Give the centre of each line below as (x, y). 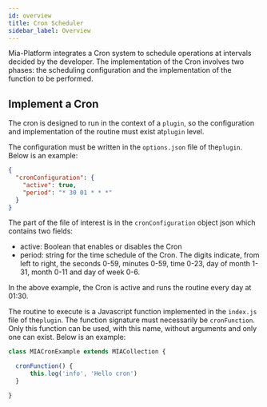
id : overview (30, 16)
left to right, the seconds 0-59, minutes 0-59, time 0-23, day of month (135, 264)
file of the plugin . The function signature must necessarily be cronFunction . (132, 320)
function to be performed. (51, 79)
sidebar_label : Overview (50, 30)
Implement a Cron (54, 104)
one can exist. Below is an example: (67, 337)
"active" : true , (50, 185)
